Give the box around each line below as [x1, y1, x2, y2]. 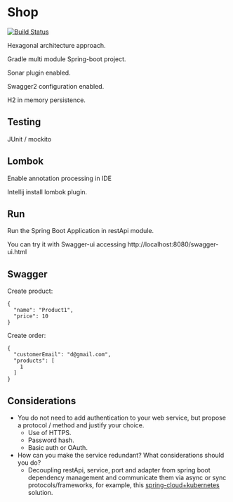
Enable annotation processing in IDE [7, 174, 112, 182]
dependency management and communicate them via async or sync [27, 473, 227, 482]
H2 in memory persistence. [7, 96, 86, 104]
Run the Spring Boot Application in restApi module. [7, 227, 154, 235]
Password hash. [27, 436, 75, 444]
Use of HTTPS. [27, 429, 72, 437]
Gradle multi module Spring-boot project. [7, 54, 126, 63]
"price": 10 [13, 313, 49, 320]
